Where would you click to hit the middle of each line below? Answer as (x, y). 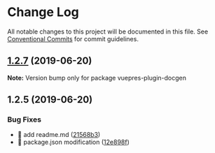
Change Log (43, 12)
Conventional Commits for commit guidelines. (73, 38)
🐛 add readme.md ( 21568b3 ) (59, 135)
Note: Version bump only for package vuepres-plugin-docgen (97, 78)
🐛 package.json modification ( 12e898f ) (73, 142)
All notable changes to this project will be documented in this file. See (108, 31)
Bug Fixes (25, 119)
